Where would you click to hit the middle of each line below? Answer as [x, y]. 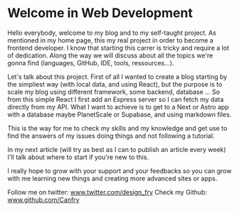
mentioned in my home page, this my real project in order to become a [110, 40]
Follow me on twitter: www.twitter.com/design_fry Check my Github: [107, 192]
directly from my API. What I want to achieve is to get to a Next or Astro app [118, 107]
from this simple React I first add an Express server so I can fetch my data [116, 99]
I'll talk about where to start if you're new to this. [78, 157]
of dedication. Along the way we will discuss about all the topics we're [110, 55]
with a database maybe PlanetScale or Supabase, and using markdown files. [119, 114]
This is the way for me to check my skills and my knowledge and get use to [117, 128]
